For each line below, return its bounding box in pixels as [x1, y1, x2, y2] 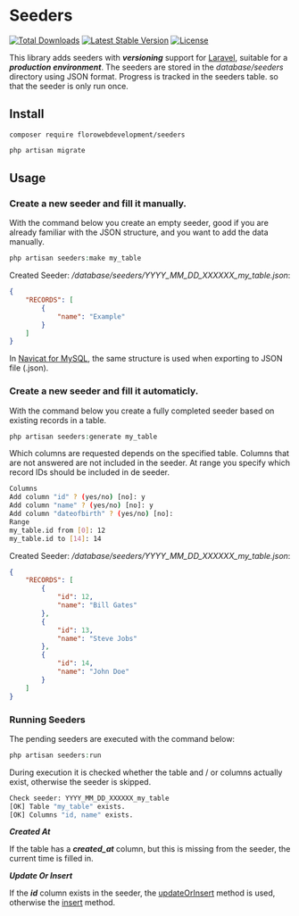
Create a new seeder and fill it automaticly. [9, 385, 199, 397]
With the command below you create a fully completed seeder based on [9, 405, 275, 416]
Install [9, 106, 45, 121]
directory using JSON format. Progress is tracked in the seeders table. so [9, 71, 278, 81]
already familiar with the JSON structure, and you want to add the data [9, 227, 270, 237]
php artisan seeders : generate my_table [9, 432, 158, 441]
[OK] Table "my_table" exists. [9, 802, 126, 811]
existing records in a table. [9, 414, 107, 425]
